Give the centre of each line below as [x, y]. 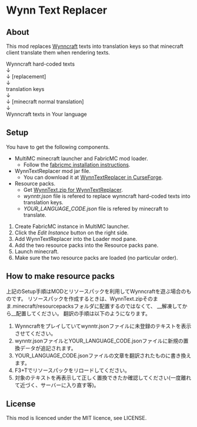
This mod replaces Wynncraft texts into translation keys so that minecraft [95, 46]
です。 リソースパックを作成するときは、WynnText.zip [77, 298]
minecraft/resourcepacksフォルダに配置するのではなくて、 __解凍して [97, 306]
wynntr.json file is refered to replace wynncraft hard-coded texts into [107, 196]
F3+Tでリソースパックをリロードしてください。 [72, 370]
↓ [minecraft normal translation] [45, 102]
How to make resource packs [61, 276]
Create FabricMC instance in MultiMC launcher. [72, 226]
